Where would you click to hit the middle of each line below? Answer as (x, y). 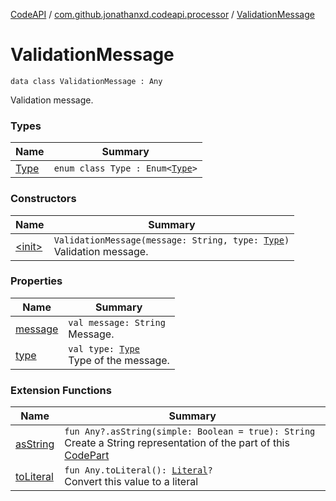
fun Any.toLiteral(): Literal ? (138, 470)
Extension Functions (61, 390)
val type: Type (104, 348)
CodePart (87, 456)
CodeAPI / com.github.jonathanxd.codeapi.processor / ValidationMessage (162, 14)
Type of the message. (119, 360)
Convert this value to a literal (131, 482)
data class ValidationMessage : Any (86, 81)
